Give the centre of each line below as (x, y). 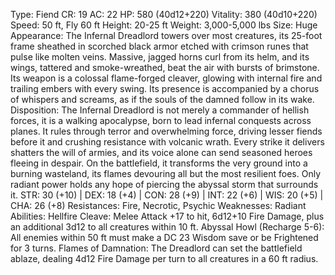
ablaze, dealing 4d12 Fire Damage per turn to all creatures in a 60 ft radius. (164, 258)
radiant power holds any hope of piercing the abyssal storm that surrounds (164, 184)
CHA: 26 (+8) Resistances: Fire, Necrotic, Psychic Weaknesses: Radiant (158, 205)
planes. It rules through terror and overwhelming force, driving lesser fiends (166, 131)
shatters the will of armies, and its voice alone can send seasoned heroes (161, 152)
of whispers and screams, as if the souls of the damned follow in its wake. (162, 99)
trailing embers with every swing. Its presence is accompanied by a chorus (165, 88)
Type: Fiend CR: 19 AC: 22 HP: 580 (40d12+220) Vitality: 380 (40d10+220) (164, 14)
